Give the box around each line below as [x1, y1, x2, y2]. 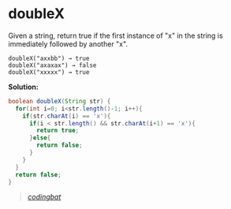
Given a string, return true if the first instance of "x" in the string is [8, 31, 223, 40]
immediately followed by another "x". [8, 39, 129, 48]
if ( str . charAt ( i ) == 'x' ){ [22, 112, 111, 120]
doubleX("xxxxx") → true [8, 68, 90, 76]
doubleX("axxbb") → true [8, 54, 90, 62]
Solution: [8, 82, 39, 91]
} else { [28, 134, 51, 142]
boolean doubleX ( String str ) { [8, 97, 111, 105]
